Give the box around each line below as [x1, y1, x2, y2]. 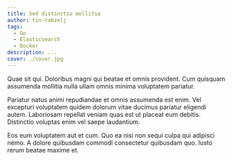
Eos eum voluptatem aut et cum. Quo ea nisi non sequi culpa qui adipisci [7, 131, 215, 139]
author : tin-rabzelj [7, 17, 67, 24]
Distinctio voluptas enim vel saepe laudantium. [7, 118, 140, 126]
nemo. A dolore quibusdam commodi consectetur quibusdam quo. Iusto [7, 138, 213, 147]
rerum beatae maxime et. [7, 145, 79, 154]
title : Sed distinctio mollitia [7, 10, 101, 17]
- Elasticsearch [13, 36, 60, 43]
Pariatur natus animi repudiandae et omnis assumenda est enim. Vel [7, 95, 201, 104]
